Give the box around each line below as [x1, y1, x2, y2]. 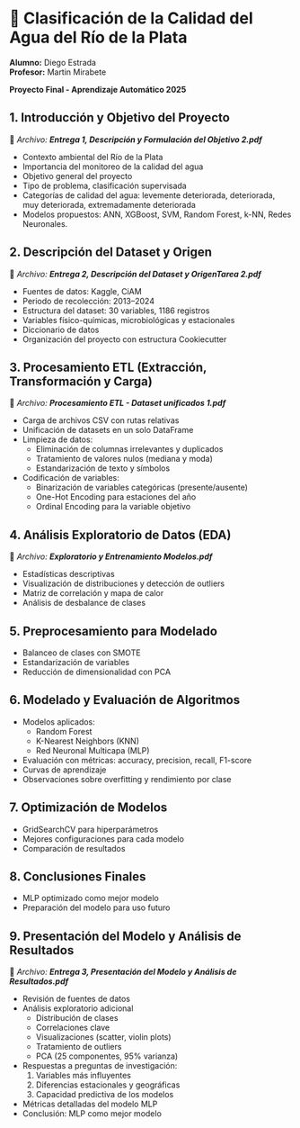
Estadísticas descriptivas [22, 569, 115, 580]
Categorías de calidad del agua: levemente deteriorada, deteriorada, [22, 189, 276, 201]
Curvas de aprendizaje [22, 764, 107, 775]
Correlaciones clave [35, 1022, 110, 1033]
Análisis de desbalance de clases [22, 598, 146, 609]
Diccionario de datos [22, 324, 100, 335]
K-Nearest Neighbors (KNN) [35, 735, 139, 746]
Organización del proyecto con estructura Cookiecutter [22, 333, 227, 345]
